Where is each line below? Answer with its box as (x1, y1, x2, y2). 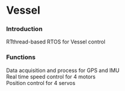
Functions (6, 53, 36, 61)
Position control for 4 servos (6, 79, 76, 86)
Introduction (6, 25, 43, 33)
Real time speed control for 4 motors (6, 73, 96, 80)
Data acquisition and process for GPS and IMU (6, 67, 120, 74)
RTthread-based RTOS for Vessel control (6, 38, 105, 45)
